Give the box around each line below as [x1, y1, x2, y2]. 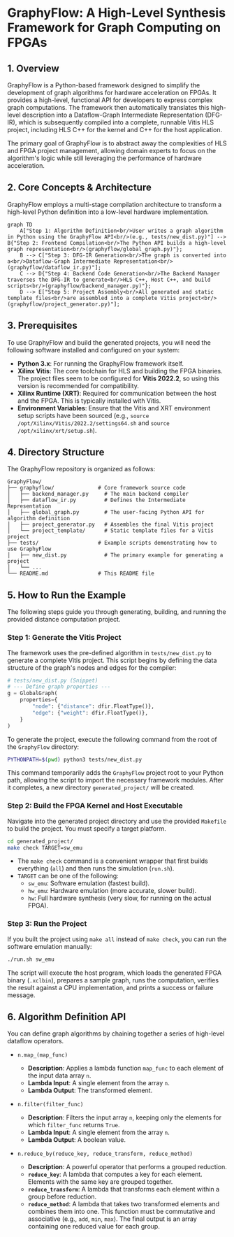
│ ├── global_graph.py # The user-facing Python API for [7, 509, 205, 516]
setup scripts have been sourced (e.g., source [17, 411, 149, 420]
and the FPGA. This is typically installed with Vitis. [17, 396, 161, 405]
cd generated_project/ [7, 838, 73, 845]
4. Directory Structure [7, 446, 105, 459]
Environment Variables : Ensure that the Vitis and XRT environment [17, 403, 211, 412]
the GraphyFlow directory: [7, 743, 79, 751]
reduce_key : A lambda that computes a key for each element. [27, 1170, 203, 1179]
